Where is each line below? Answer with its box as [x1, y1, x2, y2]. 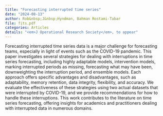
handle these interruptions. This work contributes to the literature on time [5, 95, 152, 100]
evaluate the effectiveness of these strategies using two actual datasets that [5, 85, 158, 90]
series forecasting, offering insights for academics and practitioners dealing [5, 100, 157, 106]
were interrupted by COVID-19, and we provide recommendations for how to [5, 90, 158, 96]
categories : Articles [5, 25, 49, 30]
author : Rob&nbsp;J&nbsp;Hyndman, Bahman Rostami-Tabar [5, 16, 121, 21]
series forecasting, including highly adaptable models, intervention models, [5, 59, 156, 64]
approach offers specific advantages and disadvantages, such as [5, 74, 136, 80]
